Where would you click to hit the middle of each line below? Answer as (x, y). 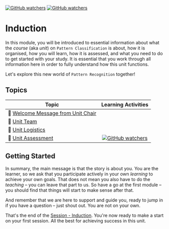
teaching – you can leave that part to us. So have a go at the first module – (83, 185)
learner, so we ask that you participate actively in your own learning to (79, 174)
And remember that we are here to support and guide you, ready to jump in (84, 200)
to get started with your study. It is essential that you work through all (78, 59)
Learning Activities (125, 105)
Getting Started (30, 156)
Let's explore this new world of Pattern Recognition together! (70, 74)
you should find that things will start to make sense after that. (70, 190)
